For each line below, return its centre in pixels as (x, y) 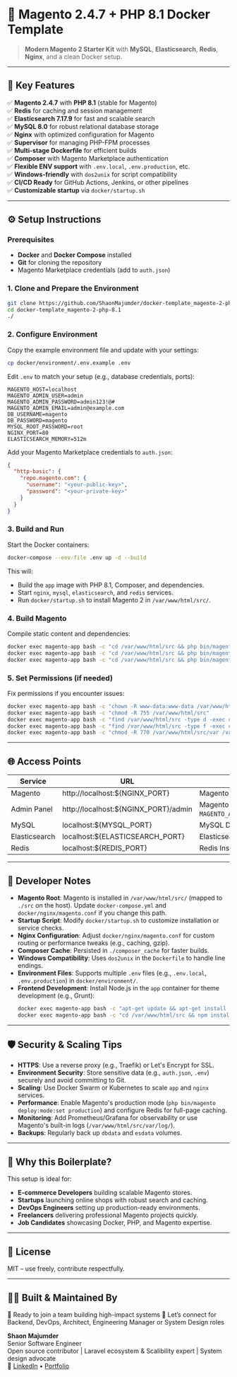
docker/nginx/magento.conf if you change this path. (92, 913)
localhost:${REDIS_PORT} (105, 848)
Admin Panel (32, 809)
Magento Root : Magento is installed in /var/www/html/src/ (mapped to (120, 898)
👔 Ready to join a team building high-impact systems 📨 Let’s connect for (112, 1314)
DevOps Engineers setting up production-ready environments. (109, 1208)
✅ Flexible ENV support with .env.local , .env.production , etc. (99, 166)
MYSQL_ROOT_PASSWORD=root (45, 427)
